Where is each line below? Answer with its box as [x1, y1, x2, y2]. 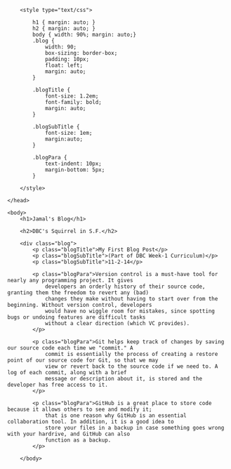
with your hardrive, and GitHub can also [7, 430, 131, 437]
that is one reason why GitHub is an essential [44, 412, 187, 419]
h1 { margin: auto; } [32, 19, 96, 26]
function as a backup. [44, 437, 112, 444]
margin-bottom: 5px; [44, 166, 105, 173]
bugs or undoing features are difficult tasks [7, 314, 146, 321]
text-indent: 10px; [44, 160, 102, 167]
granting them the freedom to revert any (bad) [7, 289, 150, 296]
